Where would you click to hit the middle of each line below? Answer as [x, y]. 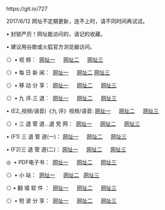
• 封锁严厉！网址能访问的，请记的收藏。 [56, 34]
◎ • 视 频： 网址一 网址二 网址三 [55, 59]
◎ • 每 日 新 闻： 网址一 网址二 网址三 [58, 72]
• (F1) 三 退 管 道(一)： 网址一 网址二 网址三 [67, 136]
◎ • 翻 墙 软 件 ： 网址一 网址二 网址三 [62, 188]
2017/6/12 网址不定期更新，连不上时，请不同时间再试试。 [77, 21]
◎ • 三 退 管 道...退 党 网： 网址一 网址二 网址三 [73, 124]
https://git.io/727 [27, 9]
